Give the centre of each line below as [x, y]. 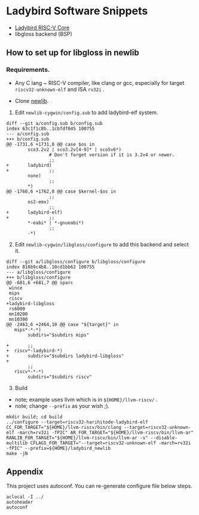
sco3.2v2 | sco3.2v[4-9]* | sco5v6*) [74, 150]
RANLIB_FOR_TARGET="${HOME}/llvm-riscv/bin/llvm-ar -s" [77, 438]
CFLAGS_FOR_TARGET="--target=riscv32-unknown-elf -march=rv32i [111, 443]
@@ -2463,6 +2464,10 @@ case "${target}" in [62, 324]
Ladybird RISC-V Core [42, 28]
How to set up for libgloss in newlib [73, 53]
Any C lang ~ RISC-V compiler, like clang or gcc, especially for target [99, 83]
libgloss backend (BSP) [44, 33]
